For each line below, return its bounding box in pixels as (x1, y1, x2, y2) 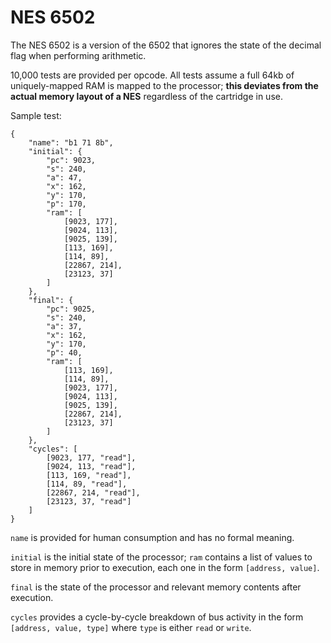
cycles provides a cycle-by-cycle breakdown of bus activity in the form (10, 611, 304, 623)
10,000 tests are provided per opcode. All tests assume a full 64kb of (10, 69, 295, 81)
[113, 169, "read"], (46, 470, 132, 480)
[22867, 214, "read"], (46, 487, 141, 498)
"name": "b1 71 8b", (28, 137, 114, 148)
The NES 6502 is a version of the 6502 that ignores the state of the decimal (10, 39, 322, 51)
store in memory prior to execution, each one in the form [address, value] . (10, 561, 320, 573)
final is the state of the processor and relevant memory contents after (10, 581, 302, 593)
